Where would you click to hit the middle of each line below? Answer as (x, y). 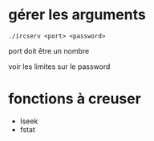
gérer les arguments (77, 15)
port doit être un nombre (49, 50)
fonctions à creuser (75, 99)
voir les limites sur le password (59, 66)
